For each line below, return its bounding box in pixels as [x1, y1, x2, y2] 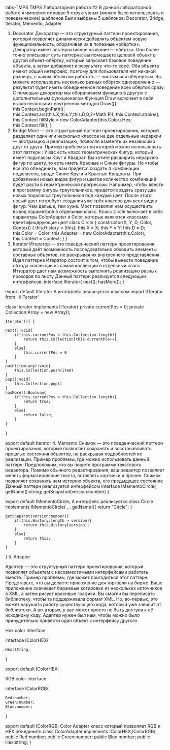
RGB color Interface [5, 676, 47, 681]
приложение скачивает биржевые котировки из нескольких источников [5, 585, 162, 591]
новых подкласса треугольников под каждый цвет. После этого [12, 193, 152, 198]
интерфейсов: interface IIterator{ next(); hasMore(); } [12, 279, 124, 285]
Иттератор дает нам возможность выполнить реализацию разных [12, 268, 157, 274]
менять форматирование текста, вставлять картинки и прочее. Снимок [5, 473, 161, 478]
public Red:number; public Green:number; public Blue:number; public [5, 734, 151, 740]
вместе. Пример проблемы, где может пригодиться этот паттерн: [5, 574, 149, 580]
